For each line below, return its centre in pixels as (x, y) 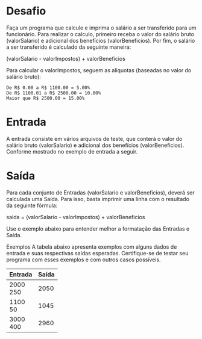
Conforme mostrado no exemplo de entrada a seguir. (72, 151)
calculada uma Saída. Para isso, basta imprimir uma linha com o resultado (98, 199)
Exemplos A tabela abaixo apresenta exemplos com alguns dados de (92, 247)
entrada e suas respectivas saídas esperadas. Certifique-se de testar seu (97, 253)
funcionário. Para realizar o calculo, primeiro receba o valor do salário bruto (100, 34)
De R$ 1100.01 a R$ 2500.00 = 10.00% (54, 93)
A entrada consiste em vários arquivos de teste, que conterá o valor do (94, 138)
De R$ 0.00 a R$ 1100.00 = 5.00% (48, 88)
